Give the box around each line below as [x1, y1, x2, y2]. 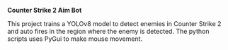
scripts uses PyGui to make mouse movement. [7, 35, 143, 43]
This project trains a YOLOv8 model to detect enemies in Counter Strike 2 [7, 20, 222, 27]
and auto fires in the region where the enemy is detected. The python [7, 27, 210, 35]
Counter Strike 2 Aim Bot [7, 6, 82, 14]
